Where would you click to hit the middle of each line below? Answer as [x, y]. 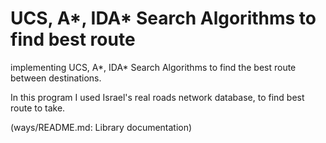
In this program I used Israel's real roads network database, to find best [157, 97]
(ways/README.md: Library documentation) [101, 127]
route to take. [38, 108]
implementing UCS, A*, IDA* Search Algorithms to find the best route [153, 67]
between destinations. [56, 78]
